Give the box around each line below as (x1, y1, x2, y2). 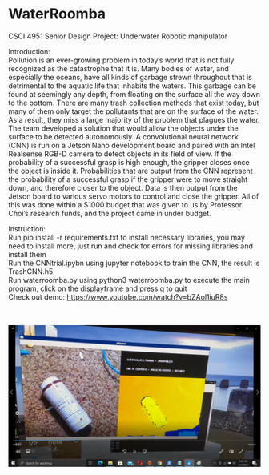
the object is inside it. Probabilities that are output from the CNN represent (8, 166, 254, 175)
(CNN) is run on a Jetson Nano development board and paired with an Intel (8, 140, 255, 150)
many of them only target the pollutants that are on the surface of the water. (8, 106, 259, 116)
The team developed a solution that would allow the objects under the (8, 123, 239, 133)
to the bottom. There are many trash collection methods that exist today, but (8, 98, 259, 107)
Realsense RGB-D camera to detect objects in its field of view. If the (8, 149, 232, 159)
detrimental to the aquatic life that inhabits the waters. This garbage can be (8, 81, 256, 91)
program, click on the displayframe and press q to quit (8, 284, 187, 293)
